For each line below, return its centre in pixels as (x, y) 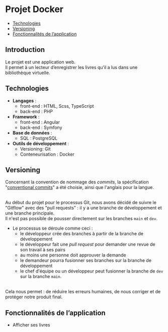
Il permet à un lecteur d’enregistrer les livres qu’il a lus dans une (71, 67)
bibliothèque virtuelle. (28, 73)
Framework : (26, 116)
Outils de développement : (41, 143)
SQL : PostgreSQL (39, 138)
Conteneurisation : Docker (47, 154)
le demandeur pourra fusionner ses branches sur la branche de (86, 260)
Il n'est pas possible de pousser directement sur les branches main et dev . (81, 219)
